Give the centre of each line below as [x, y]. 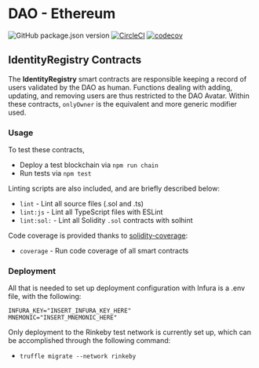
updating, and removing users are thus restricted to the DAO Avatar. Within [129, 96]
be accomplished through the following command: [89, 341]
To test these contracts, [46, 150]
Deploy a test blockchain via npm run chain [89, 165]
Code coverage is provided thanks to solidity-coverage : [98, 235]
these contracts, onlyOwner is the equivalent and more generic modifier [123, 104]
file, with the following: [45, 297]
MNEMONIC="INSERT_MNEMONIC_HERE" [63, 318]
